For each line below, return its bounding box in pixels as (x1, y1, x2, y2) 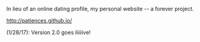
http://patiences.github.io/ (6, 17, 72, 24)
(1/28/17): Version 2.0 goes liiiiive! (6, 29, 91, 36)
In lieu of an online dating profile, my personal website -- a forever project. (6, 5, 194, 12)
